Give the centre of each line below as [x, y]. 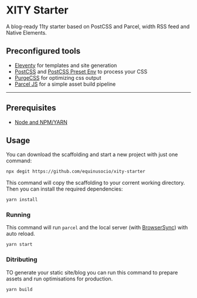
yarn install [22, 200]
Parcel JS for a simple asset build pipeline [65, 84]
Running [18, 215]
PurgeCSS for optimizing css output [58, 77]
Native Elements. [26, 32]
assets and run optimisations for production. [60, 279]
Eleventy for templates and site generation [66, 65]
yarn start [19, 245]
